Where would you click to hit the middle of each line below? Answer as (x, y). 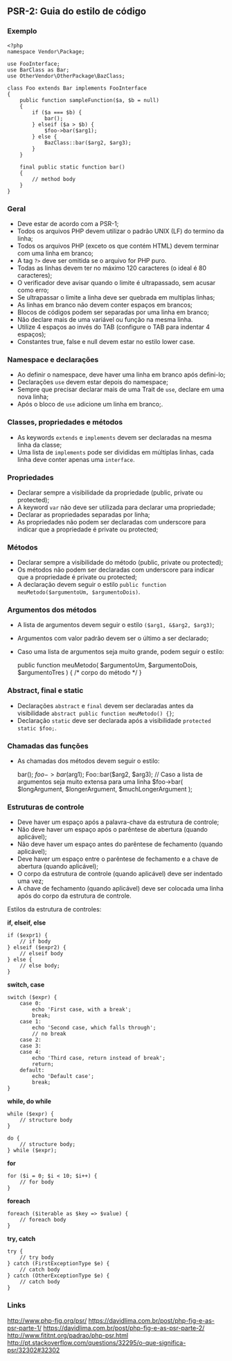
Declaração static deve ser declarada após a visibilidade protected (114, 720)
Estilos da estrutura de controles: (54, 909)
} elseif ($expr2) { (37, 948)
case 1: (30, 1022)
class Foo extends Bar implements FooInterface (77, 88)
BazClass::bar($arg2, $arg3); (88, 143)
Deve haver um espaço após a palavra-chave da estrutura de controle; (118, 822)
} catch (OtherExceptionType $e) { (59, 1276)
